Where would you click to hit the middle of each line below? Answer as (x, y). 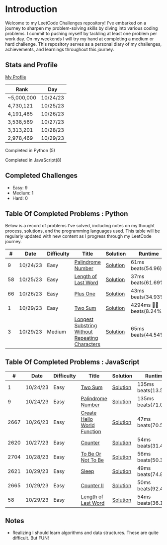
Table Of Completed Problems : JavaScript (72, 362)
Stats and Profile (32, 65)
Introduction (31, 9)
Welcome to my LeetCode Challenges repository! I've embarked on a (76, 23)
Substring (86, 326)
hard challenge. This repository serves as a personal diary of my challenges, (83, 44)
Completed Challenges (42, 176)
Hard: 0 (20, 198)
